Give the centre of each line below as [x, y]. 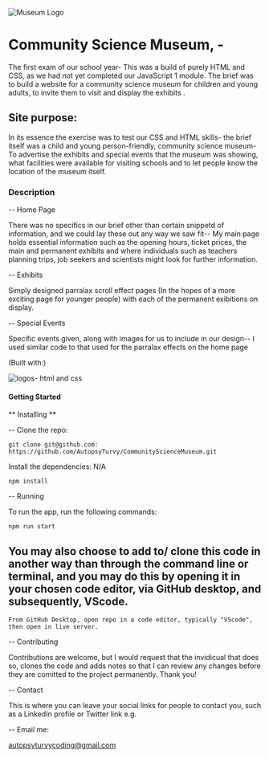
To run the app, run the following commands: [83, 512]
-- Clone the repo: [38, 430]
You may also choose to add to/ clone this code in [134, 551]
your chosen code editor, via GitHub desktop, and [135, 589]
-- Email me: [29, 730]
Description [32, 192]
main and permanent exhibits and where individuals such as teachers [123, 251]
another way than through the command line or [128, 563]
